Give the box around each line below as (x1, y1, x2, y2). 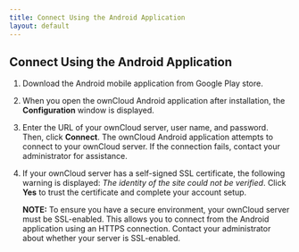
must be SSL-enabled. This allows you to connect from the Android (21, 214, 270, 224)
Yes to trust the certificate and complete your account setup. (21, 187, 247, 197)
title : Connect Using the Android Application (9, 13, 186, 22)
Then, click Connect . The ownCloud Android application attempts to (21, 131, 274, 143)
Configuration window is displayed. (21, 105, 154, 116)
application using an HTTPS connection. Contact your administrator (21, 223, 271, 234)
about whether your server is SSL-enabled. (21, 233, 181, 244)
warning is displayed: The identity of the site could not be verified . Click (21, 178, 287, 189)
